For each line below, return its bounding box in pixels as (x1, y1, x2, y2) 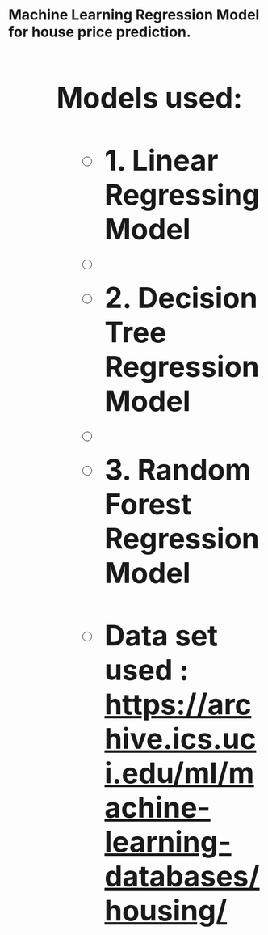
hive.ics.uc (104, 721, 257, 756)
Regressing (104, 176, 261, 212)
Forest (104, 486, 192, 522)
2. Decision (104, 280, 258, 315)
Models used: (56, 79, 243, 115)
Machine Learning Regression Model (8, 6, 260, 24)
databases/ (104, 858, 260, 894)
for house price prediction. (8, 23, 191, 41)
